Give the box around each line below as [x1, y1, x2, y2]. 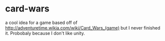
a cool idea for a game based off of [5, 19, 78, 25]
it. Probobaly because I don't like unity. [5, 30, 85, 36]
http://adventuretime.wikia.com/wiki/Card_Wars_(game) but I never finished [5, 24, 161, 30]
